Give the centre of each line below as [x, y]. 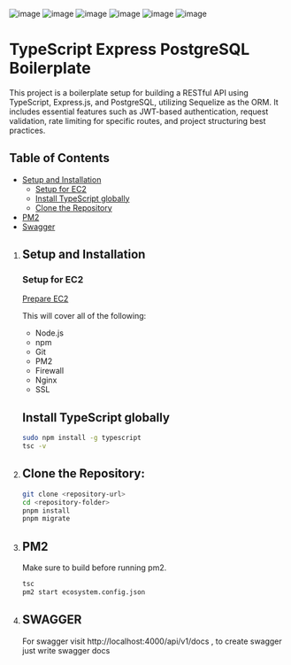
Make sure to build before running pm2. [94, 568]
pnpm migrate [46, 519]
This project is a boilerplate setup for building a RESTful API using [129, 92]
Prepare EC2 [45, 299]
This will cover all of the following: [84, 316]
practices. [27, 130]
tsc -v [34, 446]
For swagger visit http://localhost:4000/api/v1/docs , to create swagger [152, 641]
